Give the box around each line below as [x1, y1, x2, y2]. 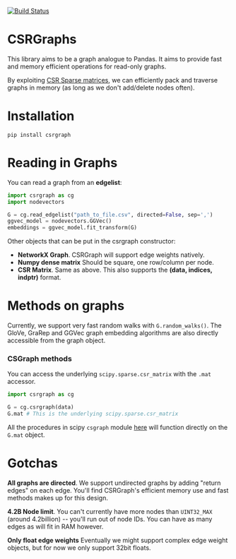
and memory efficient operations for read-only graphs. [7, 62, 167, 71]
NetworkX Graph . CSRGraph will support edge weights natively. [17, 251, 205, 259]
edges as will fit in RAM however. [7, 522, 104, 531]
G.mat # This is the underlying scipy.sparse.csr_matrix [7, 410, 179, 418]
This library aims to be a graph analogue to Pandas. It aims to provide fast [7, 54, 223, 63]
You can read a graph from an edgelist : [7, 178, 122, 186]
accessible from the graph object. [7, 336, 106, 345]
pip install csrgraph [7, 131, 71, 138]
